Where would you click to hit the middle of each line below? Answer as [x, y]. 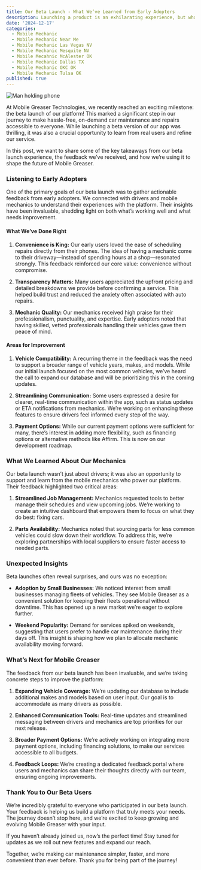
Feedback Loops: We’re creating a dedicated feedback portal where [99, 764]
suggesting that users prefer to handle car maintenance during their [98, 632]
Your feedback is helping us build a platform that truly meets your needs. [96, 812]
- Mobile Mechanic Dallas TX [48, 62]
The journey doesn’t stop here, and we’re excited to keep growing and [93, 818]
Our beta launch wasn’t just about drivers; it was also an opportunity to [94, 474]
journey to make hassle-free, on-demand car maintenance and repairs [93, 120]
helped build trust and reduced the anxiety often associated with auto [100, 294]
